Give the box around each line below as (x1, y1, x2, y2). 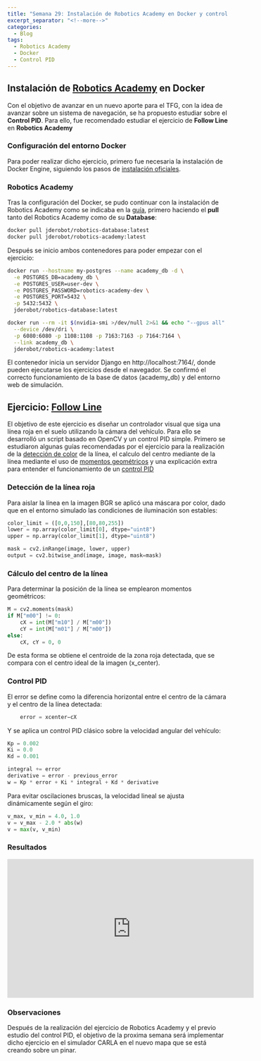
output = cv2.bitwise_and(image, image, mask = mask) (7, 552, 162, 559)
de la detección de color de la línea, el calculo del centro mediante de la (7, 450, 216, 458)
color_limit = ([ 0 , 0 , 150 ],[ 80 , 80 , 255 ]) (7, 520, 125, 527)
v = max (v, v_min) (7, 826, 61, 833)
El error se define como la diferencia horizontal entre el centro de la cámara (7, 692, 227, 701)
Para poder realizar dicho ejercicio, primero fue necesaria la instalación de (7, 157, 223, 166)
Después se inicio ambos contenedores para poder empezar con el (7, 246, 203, 254)
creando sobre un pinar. (7, 1046, 77, 1055)
